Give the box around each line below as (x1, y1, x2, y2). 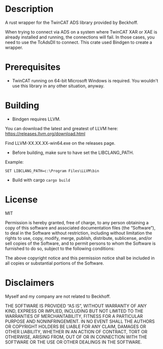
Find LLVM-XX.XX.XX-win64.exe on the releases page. (5, 140, 116, 146)
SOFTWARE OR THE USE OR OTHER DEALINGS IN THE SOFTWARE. (5, 339, 142, 345)
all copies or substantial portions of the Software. (5, 260, 104, 266)
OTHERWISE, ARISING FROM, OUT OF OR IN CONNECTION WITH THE (5, 334, 147, 340)
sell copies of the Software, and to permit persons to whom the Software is (5, 240, 156, 246)
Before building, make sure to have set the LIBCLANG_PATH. (12, 150, 134, 155)
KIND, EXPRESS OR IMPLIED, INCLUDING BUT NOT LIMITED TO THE (5, 308, 143, 314)
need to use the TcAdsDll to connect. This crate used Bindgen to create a (5, 39, 152, 45)
